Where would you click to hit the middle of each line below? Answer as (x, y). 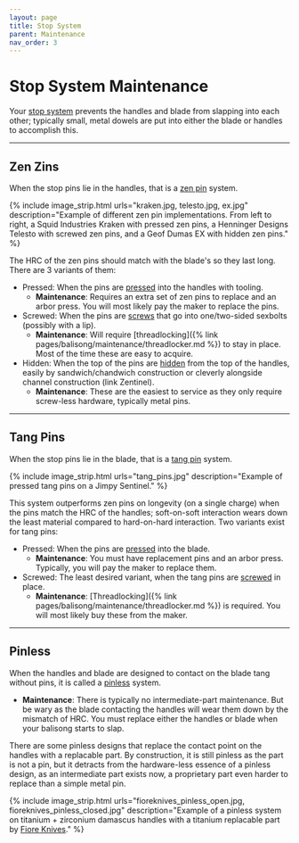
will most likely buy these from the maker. (112, 615)
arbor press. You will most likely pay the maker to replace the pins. (157, 306)
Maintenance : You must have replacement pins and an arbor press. (159, 558)
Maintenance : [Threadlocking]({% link (106, 596)
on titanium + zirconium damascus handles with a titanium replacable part (145, 819)
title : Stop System (45, 26)
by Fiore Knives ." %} (47, 829)
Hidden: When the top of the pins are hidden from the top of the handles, (156, 363)
